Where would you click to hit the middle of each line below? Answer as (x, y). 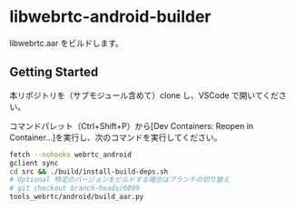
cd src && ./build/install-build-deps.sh (89, 171)
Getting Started (54, 72)
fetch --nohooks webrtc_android (70, 155)
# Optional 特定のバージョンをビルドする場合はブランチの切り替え (119, 180)
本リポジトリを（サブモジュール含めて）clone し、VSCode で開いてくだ (144, 95)
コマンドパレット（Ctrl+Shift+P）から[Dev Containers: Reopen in (132, 125)
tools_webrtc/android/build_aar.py (77, 197)
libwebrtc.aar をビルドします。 (67, 43)
